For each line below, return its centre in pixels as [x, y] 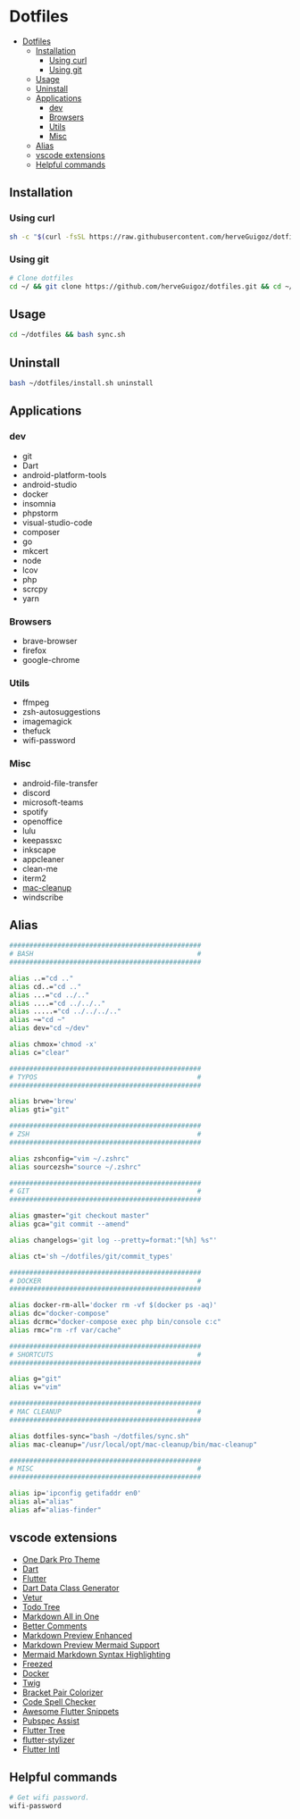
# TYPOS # [105, 1077]
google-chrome [51, 659]
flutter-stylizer [48, 1739]
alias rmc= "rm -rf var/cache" [66, 1330]
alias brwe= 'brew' [43, 1102]
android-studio [50, 484]
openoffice [42, 821]
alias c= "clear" [39, 1052]
